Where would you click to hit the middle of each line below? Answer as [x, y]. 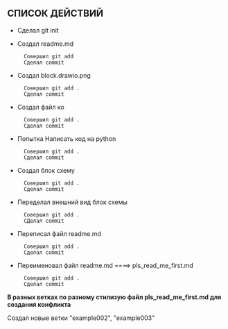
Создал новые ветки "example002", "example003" [81, 318]
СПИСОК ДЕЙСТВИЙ [55, 14]
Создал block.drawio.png [54, 75]
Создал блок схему [46, 170]
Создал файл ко [41, 107]
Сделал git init [38, 30]
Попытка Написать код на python [67, 138]
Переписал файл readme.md [59, 233]
